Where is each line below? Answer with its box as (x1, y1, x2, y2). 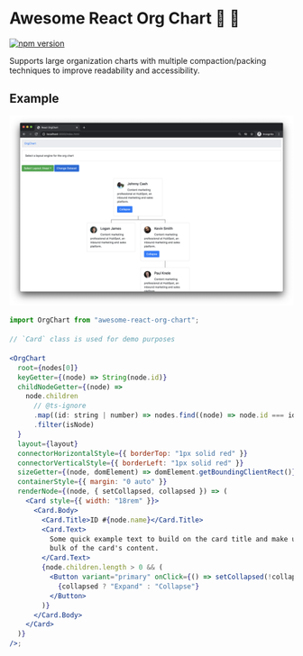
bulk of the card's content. (49, 544, 160, 553)
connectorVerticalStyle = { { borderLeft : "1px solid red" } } (17, 459, 244, 468)
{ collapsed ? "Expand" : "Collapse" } (57, 581, 200, 591)
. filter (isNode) (32, 421, 95, 430)
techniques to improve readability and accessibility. (9, 65, 200, 76)
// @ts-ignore (32, 401, 87, 411)
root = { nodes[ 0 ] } (17, 363, 78, 372)
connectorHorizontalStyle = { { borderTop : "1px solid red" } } (17, 449, 248, 458)
